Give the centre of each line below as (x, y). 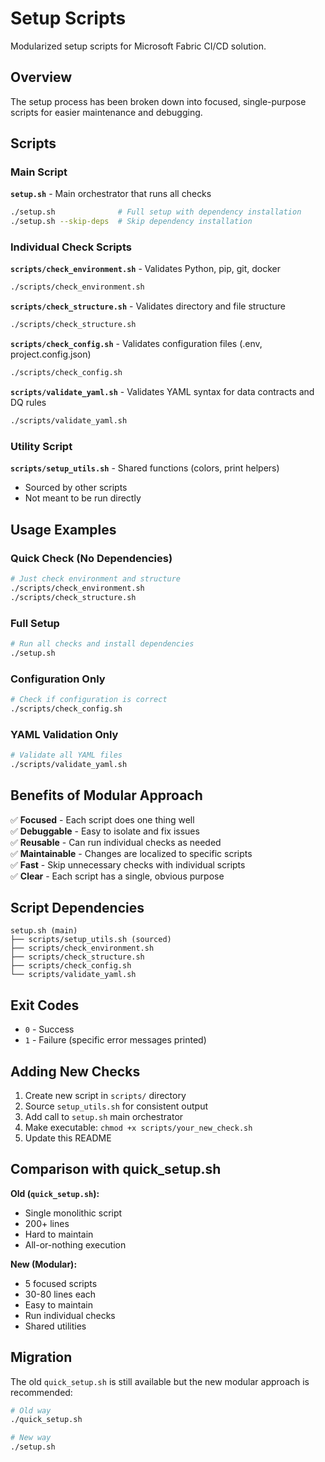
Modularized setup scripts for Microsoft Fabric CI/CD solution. (138, 46)
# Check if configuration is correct (89, 699)
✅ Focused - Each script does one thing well (102, 819)
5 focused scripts (61, 1283)
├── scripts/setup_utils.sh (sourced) (91, 940)
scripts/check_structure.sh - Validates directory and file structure (148, 306)
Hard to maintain (59, 1234)
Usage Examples (63, 529)
